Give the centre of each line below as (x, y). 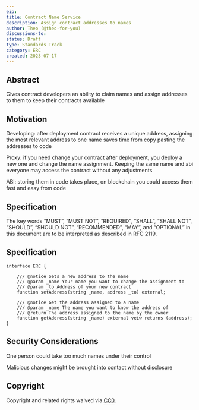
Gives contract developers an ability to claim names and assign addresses (97, 94)
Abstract (23, 80)
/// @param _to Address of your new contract (74, 287)
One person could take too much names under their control (79, 356)
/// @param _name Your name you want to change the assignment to (101, 282)
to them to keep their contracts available (56, 100)
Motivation (27, 119)
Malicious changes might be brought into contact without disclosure (89, 367)
